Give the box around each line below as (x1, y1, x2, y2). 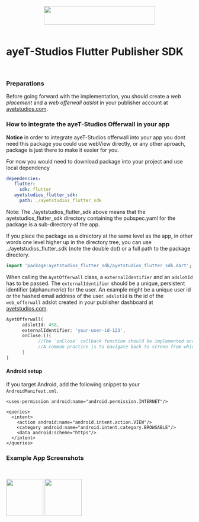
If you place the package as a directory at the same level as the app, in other (6, 232, 193, 239)
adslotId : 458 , (21, 322, 60, 328)
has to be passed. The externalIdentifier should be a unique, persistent (6, 280, 185, 287)
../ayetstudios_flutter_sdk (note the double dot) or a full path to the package (6, 245, 191, 252)
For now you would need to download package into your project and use (6, 158, 183, 165)
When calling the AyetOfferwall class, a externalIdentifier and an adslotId (6, 273, 193, 280)
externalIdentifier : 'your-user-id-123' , (21, 327, 126, 334)
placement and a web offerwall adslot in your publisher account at (6, 99, 168, 106)
